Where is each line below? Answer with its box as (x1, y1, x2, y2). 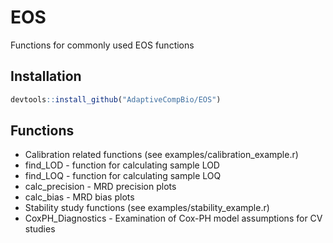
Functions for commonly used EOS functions (10, 39, 195, 51)
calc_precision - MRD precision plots (24, 181, 177, 193)
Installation (10, 68, 82, 85)
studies (24, 223, 56, 235)
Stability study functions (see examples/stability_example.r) (24, 202, 270, 214)
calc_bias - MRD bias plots (24, 191, 135, 203)
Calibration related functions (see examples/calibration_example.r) (24, 149, 299, 161)
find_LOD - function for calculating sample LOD (24, 159, 220, 171)
